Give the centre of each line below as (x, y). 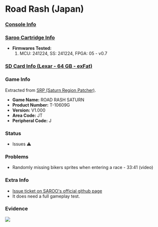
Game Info (18, 80)
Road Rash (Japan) (45, 9)
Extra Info (17, 180)
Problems (17, 157)
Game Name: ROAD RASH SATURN (48, 100)
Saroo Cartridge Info (30, 38)
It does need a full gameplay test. (46, 196)
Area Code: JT (27, 115)
